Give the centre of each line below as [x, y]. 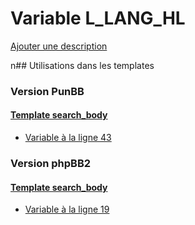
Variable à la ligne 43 [68, 138]
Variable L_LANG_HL [98, 18]
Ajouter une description [59, 46]
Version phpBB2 [51, 163]
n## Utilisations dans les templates [82, 65]
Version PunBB [47, 91]
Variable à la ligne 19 [67, 209]
